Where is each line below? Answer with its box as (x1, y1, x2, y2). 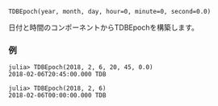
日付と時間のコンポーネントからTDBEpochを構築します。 (8, 22, 199, 32)
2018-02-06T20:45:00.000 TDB (8, 71, 107, 79)
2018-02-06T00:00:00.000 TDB (8, 92, 107, 100)
